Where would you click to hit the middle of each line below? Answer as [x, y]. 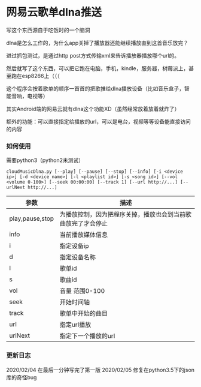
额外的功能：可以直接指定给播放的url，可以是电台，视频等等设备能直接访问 [99, 121]
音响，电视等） [30, 96]
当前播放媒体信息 [84, 235]
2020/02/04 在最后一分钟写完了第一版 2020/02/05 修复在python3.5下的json [100, 370]
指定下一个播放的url [87, 336]
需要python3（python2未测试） [45, 160]
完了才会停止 [90, 224]
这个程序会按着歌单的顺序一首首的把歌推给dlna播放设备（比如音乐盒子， [95, 88]
